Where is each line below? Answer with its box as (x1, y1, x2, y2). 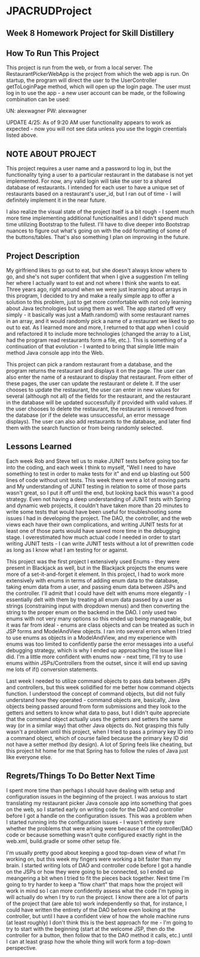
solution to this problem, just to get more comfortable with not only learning (6, 299, 192, 306)
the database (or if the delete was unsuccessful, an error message (6, 412, 170, 419)
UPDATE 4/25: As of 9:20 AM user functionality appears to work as (6, 119, 171, 126)
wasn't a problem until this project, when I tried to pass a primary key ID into (6, 728, 194, 735)
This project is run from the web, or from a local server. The (6, 64, 153, 71)
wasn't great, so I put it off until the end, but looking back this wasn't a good (6, 489, 194, 496)
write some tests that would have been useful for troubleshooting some (6, 508, 182, 515)
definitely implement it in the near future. (6, 197, 106, 204)
